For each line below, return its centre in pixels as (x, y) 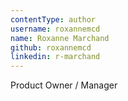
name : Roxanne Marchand (60, 38)
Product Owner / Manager (64, 85)
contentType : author (53, 19)
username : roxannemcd (55, 29)
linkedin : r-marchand (55, 57)
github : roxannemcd (51, 47)
